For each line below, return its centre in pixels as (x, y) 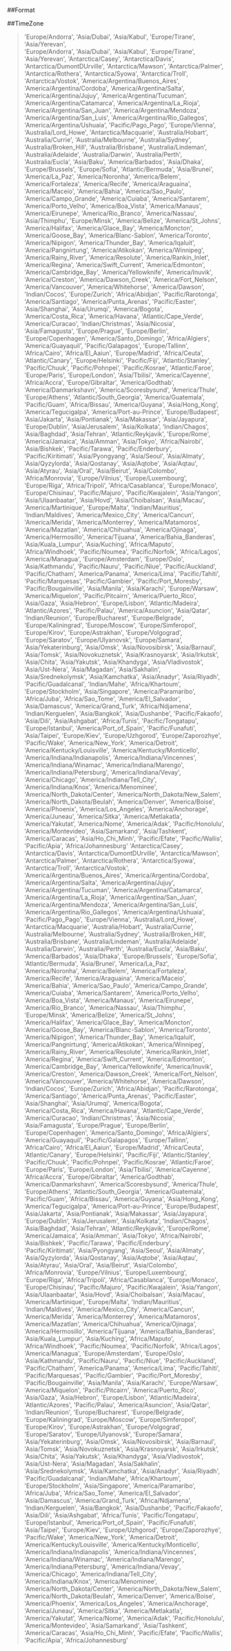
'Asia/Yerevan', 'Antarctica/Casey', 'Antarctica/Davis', (99, 59)
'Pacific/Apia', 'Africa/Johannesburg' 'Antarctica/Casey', (103, 846)
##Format (21, 10)
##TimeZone (26, 23)
